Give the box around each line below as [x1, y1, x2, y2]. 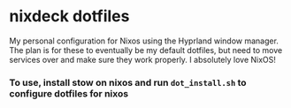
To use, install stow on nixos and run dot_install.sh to [9, 76, 247, 89]
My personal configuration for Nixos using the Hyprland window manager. [9, 35, 279, 46]
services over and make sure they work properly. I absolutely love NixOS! [9, 54, 277, 65]
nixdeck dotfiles [9, 6, 130, 27]
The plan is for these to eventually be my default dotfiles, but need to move [9, 44, 283, 55]
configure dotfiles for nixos [9, 87, 129, 99]
